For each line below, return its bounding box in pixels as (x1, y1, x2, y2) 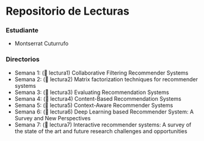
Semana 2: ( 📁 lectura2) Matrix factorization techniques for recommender (14, 75, 198, 83)
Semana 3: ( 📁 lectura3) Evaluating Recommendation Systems (14, 89, 169, 96)
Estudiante (5, 26, 39, 35)
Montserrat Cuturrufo (14, 40, 68, 47)
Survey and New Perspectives (14, 114, 91, 121)
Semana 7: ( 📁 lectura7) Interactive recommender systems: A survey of (14, 121, 192, 128)
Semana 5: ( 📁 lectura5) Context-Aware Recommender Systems (14, 101, 173, 109)
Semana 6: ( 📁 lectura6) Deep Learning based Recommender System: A (14, 108, 194, 115)
